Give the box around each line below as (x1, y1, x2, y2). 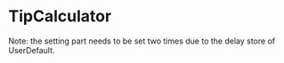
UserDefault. (8, 44, 55, 55)
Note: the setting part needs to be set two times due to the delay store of (8, 35, 276, 46)
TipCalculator (8, 6, 112, 27)
